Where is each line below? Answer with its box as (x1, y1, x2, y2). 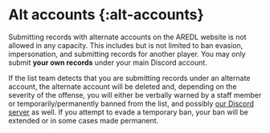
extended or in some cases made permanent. (8, 115, 159, 125)
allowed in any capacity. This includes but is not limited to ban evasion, (8, 40, 243, 50)
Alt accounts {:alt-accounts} (8, 6, 205, 24)
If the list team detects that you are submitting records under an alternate (8, 73, 251, 83)
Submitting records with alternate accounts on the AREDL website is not (8, 32, 247, 42)
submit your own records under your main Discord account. (8, 58, 207, 67)
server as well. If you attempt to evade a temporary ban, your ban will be (8, 107, 249, 117)
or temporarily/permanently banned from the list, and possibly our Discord (8, 99, 255, 108)
